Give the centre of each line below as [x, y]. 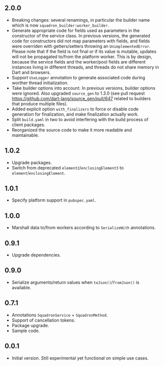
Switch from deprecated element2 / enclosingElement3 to [68, 167]
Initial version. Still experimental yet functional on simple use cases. [80, 358]
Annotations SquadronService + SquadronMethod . [60, 315]
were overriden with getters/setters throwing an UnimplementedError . [81, 46]
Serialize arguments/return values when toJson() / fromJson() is [75, 282]
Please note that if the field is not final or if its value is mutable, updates [84, 51]
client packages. [28, 125]
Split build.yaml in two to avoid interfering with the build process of [80, 119]
